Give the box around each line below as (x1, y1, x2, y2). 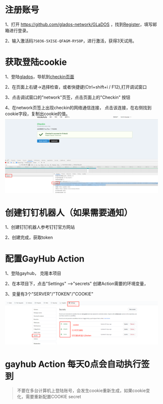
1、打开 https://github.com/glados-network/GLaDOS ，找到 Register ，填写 (5, 21, 153, 27)
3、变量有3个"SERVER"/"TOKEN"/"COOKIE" (5, 291, 94, 297)
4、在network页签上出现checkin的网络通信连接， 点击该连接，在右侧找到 (5, 105, 152, 110)
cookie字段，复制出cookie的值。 (5, 110, 70, 117)
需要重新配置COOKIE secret (25, 394, 81, 400)
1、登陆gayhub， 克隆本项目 (5, 270, 62, 276)
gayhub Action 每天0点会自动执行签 (5, 358, 150, 369)
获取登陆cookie (5, 57, 67, 68)
